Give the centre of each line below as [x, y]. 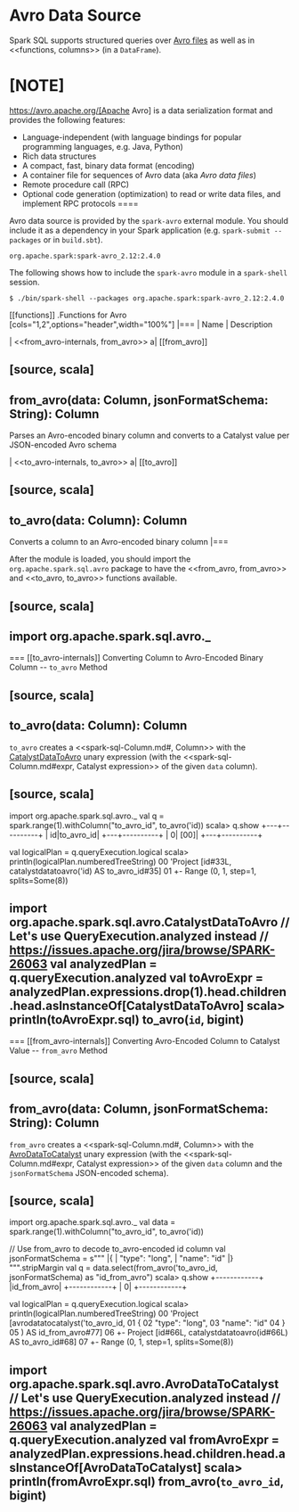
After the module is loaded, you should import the [100, 559]
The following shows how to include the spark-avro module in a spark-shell [148, 272]
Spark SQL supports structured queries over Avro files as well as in [132, 40]
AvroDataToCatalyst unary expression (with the [96, 1154]
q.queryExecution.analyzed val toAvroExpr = [137, 978]
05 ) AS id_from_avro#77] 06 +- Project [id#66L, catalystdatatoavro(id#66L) [149, 1333]
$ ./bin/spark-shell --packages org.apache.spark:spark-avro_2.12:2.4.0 [147, 298]
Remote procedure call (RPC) [76, 185]
